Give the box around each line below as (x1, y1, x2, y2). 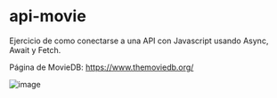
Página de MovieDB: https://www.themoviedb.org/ (9, 62, 194, 72)
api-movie (9, 6, 86, 26)
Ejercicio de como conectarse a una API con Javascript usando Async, (9, 35, 269, 46)
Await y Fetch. (9, 44, 61, 55)
